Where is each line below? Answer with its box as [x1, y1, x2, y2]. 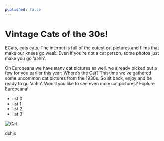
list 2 [12, 106, 23, 111]
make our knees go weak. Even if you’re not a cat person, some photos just [5, 50, 159, 56]
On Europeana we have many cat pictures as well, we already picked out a [5, 65, 157, 70]
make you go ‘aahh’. [5, 55, 46, 61]
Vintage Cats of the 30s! [5, 28, 108, 39]
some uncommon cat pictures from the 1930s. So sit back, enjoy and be [5, 75, 152, 81]
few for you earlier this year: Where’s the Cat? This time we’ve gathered [5, 70, 151, 76]
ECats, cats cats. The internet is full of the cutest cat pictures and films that [5, 45, 159, 51]
